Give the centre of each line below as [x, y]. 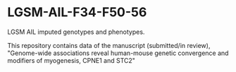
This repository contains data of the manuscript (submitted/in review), [109, 45]
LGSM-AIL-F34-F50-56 [77, 12]
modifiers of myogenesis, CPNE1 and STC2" [72, 60]
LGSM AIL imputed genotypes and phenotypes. [76, 32]
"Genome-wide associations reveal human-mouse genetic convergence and [118, 53]
